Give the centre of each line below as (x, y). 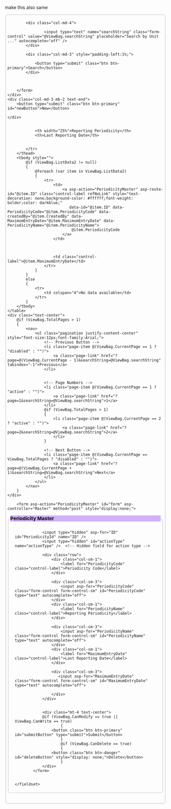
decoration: (20, 198)
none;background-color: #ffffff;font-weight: (84, 198)
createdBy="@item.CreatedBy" (38, 216)
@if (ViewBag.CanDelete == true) (96, 744)
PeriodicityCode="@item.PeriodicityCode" (52, 212)
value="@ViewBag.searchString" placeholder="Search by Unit (93, 36)
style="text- (127, 194)
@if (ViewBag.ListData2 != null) (61, 162)
